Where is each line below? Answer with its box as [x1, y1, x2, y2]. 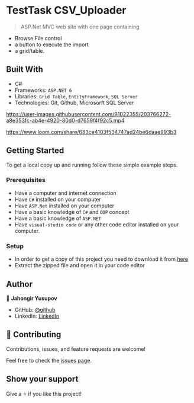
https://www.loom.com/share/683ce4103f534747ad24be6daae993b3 [6, 128, 177, 135]
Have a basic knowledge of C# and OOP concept [14, 208, 130, 215]
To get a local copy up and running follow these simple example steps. [6, 161, 178, 168]
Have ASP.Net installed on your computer [14, 202, 115, 209]
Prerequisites [6, 176, 46, 184]
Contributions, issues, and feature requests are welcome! [6, 345, 146, 353]
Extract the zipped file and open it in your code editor [14, 262, 145, 269]
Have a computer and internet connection [14, 189, 117, 196]
